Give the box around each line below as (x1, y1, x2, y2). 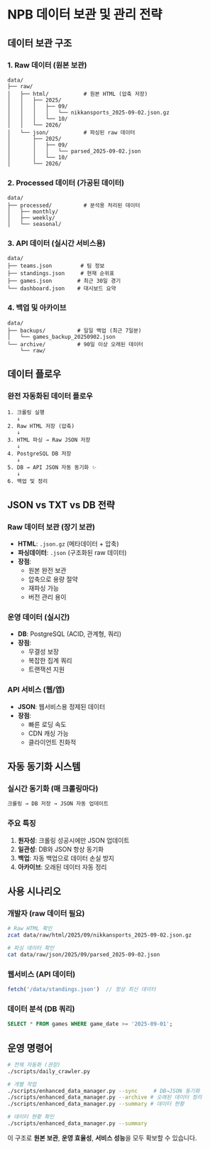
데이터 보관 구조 (7, 37, 72, 49)
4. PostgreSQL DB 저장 (7, 451, 72, 458)
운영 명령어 (7, 1042, 53, 1054)
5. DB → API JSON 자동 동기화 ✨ (7, 464, 97, 471)
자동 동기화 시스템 (7, 761, 81, 773)
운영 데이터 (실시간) (7, 613, 70, 622)
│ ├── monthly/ (7, 208, 59, 215)
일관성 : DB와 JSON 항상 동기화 (17, 845, 104, 853)
